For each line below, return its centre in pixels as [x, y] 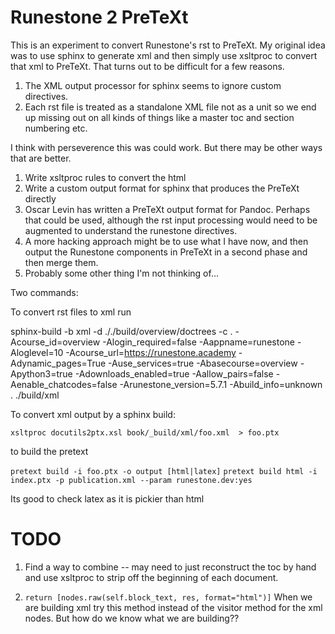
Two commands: [44, 292]
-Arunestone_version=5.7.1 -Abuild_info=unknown [221, 384]
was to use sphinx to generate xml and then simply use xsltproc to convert [164, 55]
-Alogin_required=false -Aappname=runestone [198, 342]
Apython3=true [41, 373]
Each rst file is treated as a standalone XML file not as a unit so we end [170, 107]
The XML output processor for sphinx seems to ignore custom [153, 85]
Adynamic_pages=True [58, 363]
